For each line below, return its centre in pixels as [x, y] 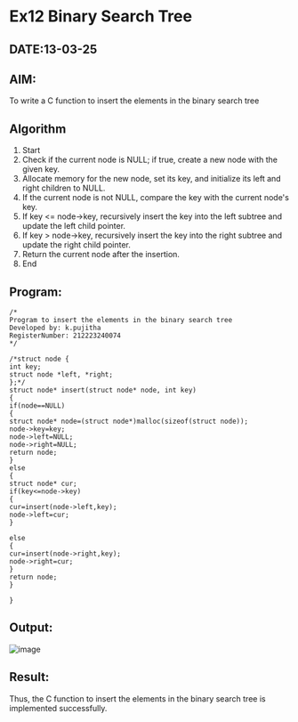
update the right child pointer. [76, 245]
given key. [41, 169]
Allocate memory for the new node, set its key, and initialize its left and [152, 179]
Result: [29, 677]
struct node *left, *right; [61, 375]
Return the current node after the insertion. [101, 255]
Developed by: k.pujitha [55, 328]
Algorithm [38, 129]
